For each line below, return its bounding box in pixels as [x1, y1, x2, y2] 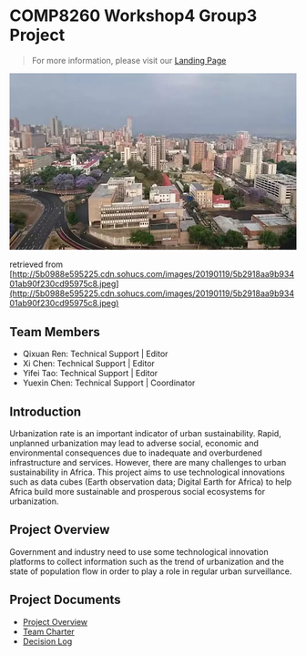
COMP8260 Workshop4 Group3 [9, 5, 258, 26]
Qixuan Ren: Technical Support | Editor [22, 348, 168, 360]
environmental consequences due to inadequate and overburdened [9, 447, 262, 458]
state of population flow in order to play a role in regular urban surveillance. [9, 566, 292, 577]
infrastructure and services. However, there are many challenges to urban [9, 457, 287, 468]
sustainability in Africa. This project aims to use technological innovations [9, 466, 285, 478]
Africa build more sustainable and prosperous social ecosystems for [9, 487, 266, 497]
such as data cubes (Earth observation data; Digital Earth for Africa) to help [9, 477, 292, 487]
